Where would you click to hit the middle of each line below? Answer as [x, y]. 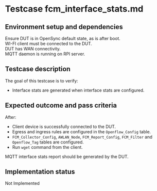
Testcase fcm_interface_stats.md [74, 9]
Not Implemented [22, 183]
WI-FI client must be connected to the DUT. [49, 44]
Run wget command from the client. [47, 147]
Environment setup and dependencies [64, 27]
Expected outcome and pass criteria [61, 105]
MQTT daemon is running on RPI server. [45, 54]
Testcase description [38, 69]
